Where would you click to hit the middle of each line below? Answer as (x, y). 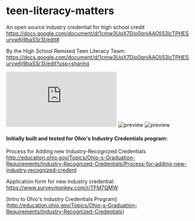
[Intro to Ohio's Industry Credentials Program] (62, 199)
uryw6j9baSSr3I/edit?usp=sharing (48, 63)
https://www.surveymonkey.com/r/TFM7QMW (62, 188)
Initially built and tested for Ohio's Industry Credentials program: (87, 138)
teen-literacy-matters (60, 11)
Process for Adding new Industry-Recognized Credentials (76, 152)
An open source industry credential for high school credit (75, 27)
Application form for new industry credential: (60, 182)
